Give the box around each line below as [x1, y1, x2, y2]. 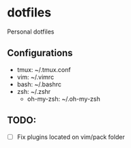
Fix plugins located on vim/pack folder [16, 132, 125, 141]
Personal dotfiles [7, 27, 55, 36]
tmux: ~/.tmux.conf [16, 65, 71, 73]
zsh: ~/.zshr [16, 87, 51, 95]
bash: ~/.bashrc [16, 80, 62, 88]
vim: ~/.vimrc [16, 73, 55, 81]
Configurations [7, 47, 73, 59]
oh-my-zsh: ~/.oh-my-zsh [27, 95, 100, 103]
